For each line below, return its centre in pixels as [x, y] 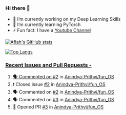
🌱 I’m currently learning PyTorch [47, 24]
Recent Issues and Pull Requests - [49, 65]
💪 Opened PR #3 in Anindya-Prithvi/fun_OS [58, 107]
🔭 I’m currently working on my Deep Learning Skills [67, 19]
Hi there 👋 [18, 8]
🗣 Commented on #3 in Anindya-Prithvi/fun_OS [63, 99]
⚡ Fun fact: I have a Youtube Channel [52, 31]
